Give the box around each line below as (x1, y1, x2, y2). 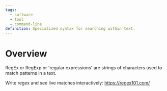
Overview (5, 48, 47, 60)
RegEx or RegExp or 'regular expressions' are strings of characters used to (5, 65, 162, 71)
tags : (5, 7, 17, 13)
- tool (10, 17, 24, 22)
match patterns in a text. (5, 70, 57, 76)
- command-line (10, 21, 42, 27)
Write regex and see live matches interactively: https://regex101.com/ (5, 80, 150, 86)
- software (10, 12, 33, 17)
